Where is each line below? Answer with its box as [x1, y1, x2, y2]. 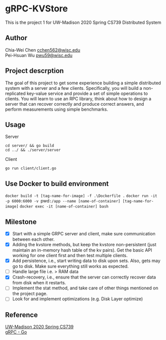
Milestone [5, 217, 37, 226]
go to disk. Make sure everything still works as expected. [12, 264, 129, 270]
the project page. [12, 291, 48, 297]
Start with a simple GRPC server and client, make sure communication [12, 231, 156, 236]
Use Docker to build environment [5, 179, 109, 188]
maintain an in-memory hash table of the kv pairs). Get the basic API [12, 247, 152, 253]
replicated [5, 90, 26, 96]
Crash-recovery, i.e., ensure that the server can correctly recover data [12, 274, 156, 280]
